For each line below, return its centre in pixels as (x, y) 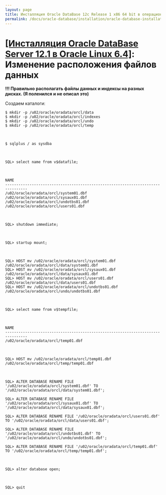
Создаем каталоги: (25, 103)
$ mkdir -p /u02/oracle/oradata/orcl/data (49, 113)
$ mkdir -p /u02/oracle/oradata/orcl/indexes (53, 117)
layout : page (19, 10)
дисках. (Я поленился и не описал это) (47, 94)
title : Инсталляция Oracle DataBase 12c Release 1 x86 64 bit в (73, 14)
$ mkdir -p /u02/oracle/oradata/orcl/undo (49, 121)
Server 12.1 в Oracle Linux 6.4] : (70, 54)
